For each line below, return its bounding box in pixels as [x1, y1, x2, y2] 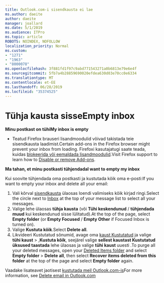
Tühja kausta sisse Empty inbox [5, 110, 135, 121]
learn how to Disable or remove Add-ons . [12, 157, 95, 163]
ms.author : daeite [5, 12, 43, 17]
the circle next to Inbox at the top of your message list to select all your [12, 195, 156, 201]
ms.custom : [5, 48, 27, 53]
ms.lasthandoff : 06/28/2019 [5, 84, 63, 90]
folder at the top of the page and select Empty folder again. [12, 258, 134, 264]
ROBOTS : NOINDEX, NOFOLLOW [5, 39, 60, 44]
